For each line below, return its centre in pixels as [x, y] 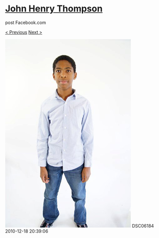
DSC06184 [143, 226]
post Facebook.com [26, 22]
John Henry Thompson [54, 9]
